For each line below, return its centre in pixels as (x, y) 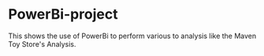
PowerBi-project (63, 14)
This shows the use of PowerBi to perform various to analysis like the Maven (132, 36)
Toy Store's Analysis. (42, 44)
